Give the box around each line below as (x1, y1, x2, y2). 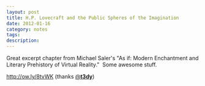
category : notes (6, 26, 48, 33)
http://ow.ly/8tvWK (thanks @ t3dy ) (6, 73, 95, 80)
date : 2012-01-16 (6, 20, 51, 26)
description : (6, 37, 40, 44)
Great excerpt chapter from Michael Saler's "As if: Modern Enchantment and (6, 55, 199, 61)
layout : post (6, 9, 40, 15)
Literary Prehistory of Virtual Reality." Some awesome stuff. (6, 61, 157, 68)
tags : (6, 32, 20, 38)
